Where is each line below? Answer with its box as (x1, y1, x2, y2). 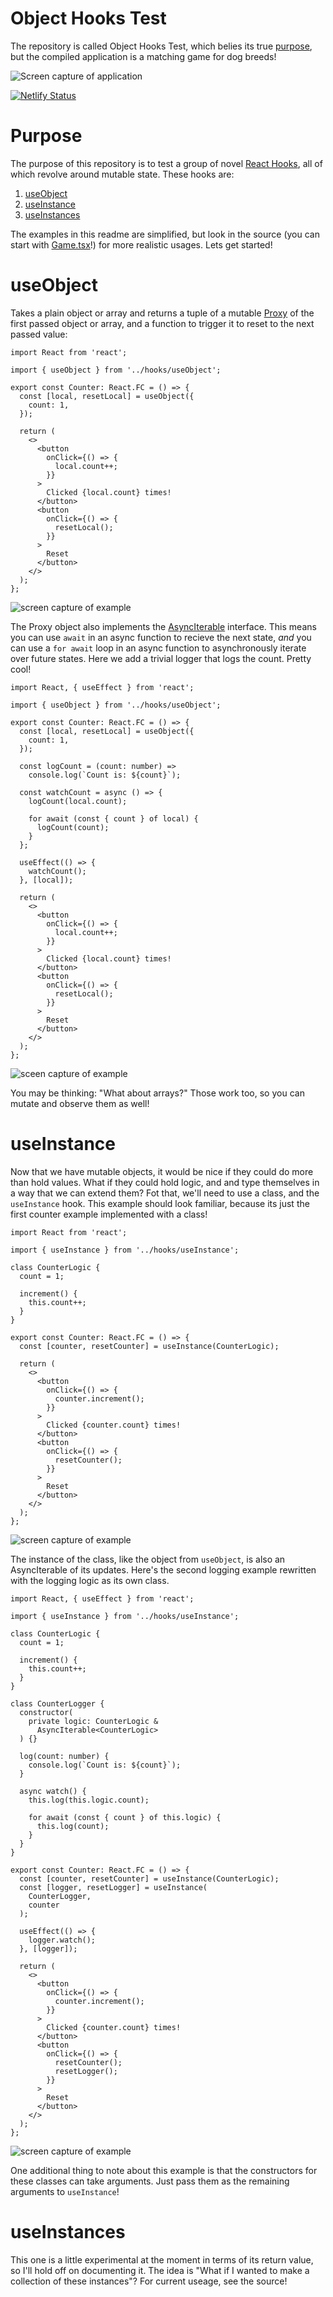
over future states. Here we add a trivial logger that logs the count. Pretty (10, 652, 312, 664)
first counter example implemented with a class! (10, 1208, 208, 1220)
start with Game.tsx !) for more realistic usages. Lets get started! (10, 238, 273, 251)
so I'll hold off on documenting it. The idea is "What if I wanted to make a (10, 2264, 310, 2276)
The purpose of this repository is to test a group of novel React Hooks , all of (10, 157, 323, 169)
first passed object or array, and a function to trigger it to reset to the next (10, 317, 315, 329)
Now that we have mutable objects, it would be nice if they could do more (10, 1165, 314, 1177)
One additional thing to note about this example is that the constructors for (10, 2164, 318, 2176)
